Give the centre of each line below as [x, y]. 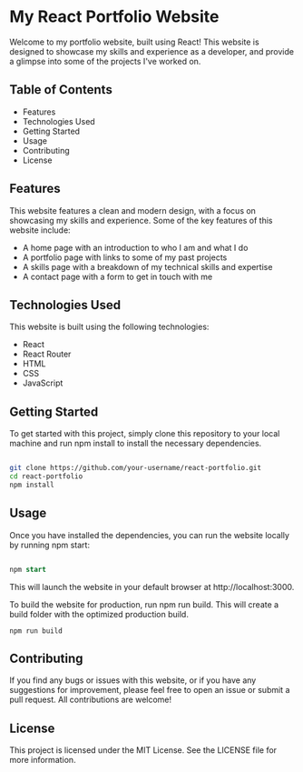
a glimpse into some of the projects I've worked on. [105, 61]
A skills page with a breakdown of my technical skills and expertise [147, 266]
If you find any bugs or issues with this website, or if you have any [133, 680]
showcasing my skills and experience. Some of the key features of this [141, 220]
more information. [43, 760]
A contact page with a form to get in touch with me [117, 276]
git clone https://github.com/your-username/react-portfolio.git [135, 468]
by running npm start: [50, 545]
